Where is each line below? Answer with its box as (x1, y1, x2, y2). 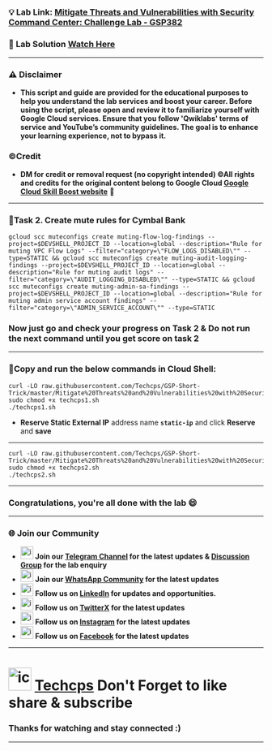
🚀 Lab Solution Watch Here (8, 38, 116, 50)
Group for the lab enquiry (19, 560, 108, 570)
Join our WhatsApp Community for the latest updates (35, 575, 219, 585)
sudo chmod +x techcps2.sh (8, 464, 100, 472)
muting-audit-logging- (171, 254, 249, 262)
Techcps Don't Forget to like (34, 676, 227, 695)
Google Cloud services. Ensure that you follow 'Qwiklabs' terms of (19, 113, 249, 123)
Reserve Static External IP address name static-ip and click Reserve (19, 417, 256, 427)
